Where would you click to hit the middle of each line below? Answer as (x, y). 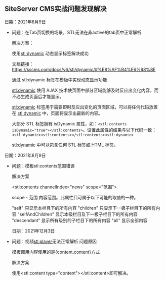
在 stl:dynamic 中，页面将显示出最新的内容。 (57, 113)
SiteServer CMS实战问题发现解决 (56, 9)
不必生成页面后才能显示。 (38, 96)
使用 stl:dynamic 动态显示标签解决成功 (50, 53)
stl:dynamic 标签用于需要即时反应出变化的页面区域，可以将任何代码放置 (85, 107)
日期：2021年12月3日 (33, 231)
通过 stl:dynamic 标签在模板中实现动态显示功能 (59, 80)
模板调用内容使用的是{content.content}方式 (56, 252)
